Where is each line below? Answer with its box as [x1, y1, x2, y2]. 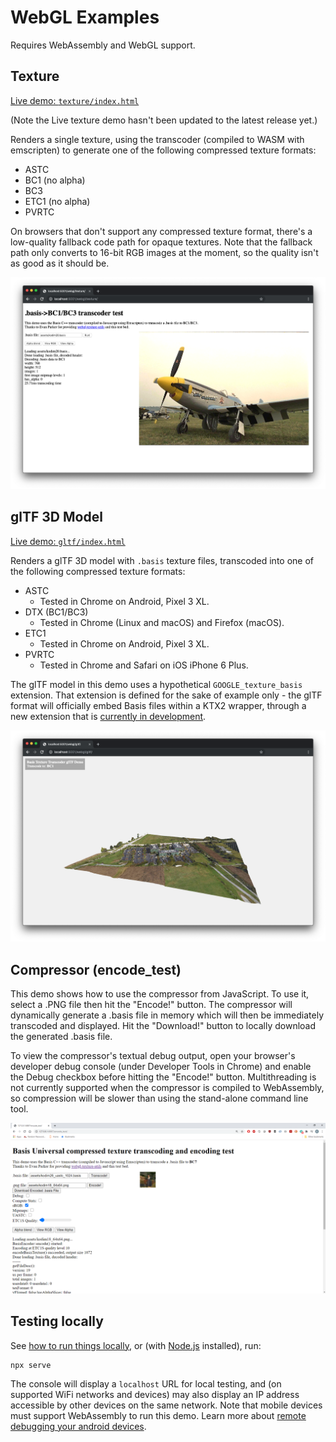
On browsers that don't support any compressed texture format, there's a [10, 225, 313, 237]
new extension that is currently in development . [10, 710, 207, 722]
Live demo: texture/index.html [10, 94, 140, 106]
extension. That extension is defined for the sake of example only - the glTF [10, 689, 323, 701]
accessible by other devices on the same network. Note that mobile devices [10, 1399, 323, 1411]
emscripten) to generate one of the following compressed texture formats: [10, 144, 317, 156]
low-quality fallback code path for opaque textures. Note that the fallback [10, 236, 313, 248]
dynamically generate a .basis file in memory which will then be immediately [10, 1009, 324, 1021]
